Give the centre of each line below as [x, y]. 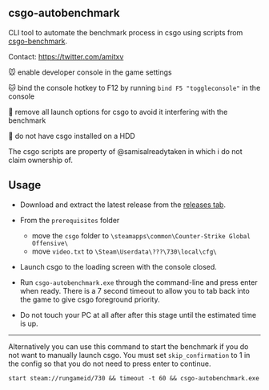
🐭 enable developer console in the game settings [90, 72]
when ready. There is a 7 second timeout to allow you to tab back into [134, 290]
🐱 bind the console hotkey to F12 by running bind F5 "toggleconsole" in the [134, 87]
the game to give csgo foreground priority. [90, 299]
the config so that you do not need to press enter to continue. [110, 364]
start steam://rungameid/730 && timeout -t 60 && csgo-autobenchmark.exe [134, 378]
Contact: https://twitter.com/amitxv [66, 56]
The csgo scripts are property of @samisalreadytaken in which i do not [125, 151]
